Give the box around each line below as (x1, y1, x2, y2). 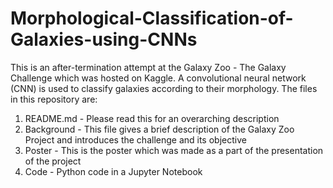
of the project (24, 155, 82, 167)
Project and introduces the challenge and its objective (24, 133, 247, 146)
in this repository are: (10, 93, 98, 105)
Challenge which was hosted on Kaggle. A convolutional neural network (10, 72, 307, 84)
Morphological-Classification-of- (10, 7, 294, 30)
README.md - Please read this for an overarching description (24, 112, 280, 124)
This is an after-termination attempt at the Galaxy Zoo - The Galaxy (10, 61, 287, 73)
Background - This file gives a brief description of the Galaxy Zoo (24, 123, 295, 135)
